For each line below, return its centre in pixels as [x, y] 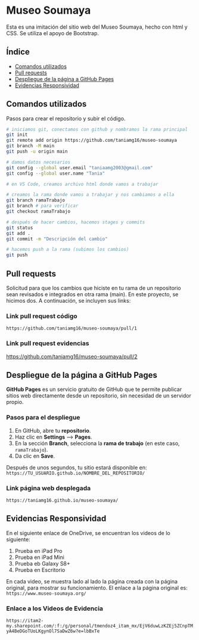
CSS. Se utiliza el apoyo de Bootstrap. [53, 33]
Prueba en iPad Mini [39, 557]
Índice [18, 52]
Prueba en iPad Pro [38, 551]
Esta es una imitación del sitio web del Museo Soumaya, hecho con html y [97, 27]
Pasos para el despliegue [43, 418]
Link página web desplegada [49, 488]
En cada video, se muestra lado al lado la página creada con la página [92, 581]
